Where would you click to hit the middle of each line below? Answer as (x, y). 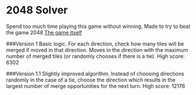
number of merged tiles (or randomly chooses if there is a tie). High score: (96, 56)
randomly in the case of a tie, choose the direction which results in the (91, 80)
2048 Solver (37, 10)
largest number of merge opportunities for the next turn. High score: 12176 (96, 86)
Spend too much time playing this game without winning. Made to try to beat (98, 26)
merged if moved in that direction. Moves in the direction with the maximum (97, 50)
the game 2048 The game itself (44, 32)
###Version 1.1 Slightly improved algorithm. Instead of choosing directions (95, 73)
